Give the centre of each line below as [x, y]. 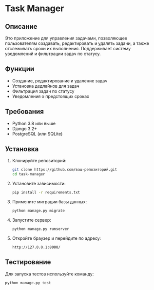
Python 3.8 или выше [34, 123]
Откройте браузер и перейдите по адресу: [57, 238]
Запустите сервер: [31, 220]
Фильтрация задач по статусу [43, 91]
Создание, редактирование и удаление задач [60, 80]
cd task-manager [29, 174]
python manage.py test [28, 283]
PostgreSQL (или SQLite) [37, 134]
